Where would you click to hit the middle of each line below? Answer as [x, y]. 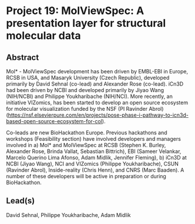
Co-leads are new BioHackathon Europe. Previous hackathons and [87, 133]
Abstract [23, 57]
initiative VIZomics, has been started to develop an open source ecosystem [97, 103]
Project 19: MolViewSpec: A [75, 11]
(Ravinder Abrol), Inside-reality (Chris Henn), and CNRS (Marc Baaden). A [95, 170]
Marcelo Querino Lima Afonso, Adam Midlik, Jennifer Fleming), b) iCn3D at [96, 157]
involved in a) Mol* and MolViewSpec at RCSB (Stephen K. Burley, [86, 145]
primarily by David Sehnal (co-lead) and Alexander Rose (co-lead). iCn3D [95, 84]
